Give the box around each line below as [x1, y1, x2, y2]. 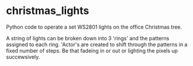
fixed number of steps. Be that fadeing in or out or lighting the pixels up [6, 47, 178, 54]
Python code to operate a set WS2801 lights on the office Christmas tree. [6, 23, 182, 30]
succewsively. [6, 53, 40, 60]
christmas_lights [6, 4, 89, 18]
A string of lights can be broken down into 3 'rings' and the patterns [6, 34, 170, 41]
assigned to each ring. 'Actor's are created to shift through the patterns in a [6, 41, 188, 48]
